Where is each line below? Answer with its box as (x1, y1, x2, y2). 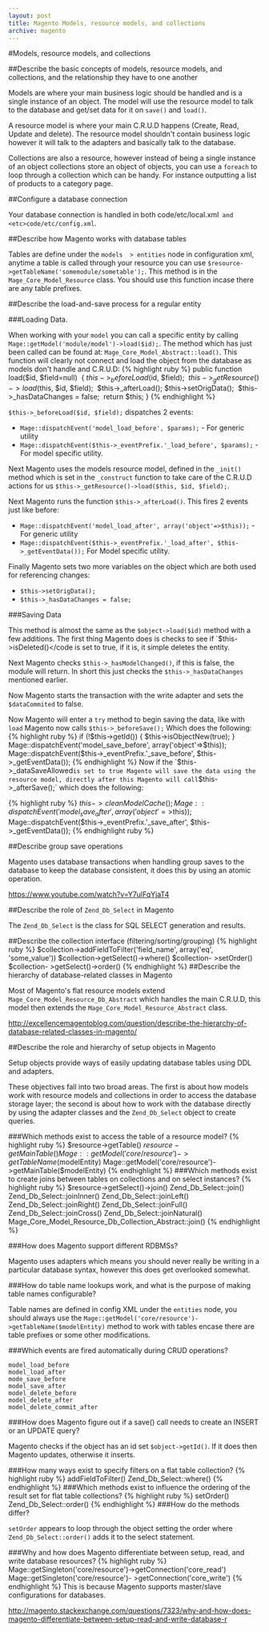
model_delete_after (8, 1396, 74, 1404)
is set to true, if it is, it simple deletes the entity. (74, 642, 231, 652)
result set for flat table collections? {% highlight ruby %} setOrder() (8, 1491, 230, 1500)
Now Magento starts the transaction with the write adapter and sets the (8, 690, 244, 700)
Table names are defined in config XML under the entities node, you (8, 1304, 238, 1314)
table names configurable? (8, 1289, 96, 1298)
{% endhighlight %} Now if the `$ (71, 757, 183, 767)
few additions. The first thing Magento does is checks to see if (8, 634, 215, 644)
